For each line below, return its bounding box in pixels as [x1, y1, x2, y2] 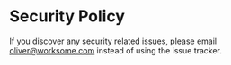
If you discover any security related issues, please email [9, 36, 218, 46]
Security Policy [9, 6, 126, 27]
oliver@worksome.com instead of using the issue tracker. [9, 45, 223, 55]
